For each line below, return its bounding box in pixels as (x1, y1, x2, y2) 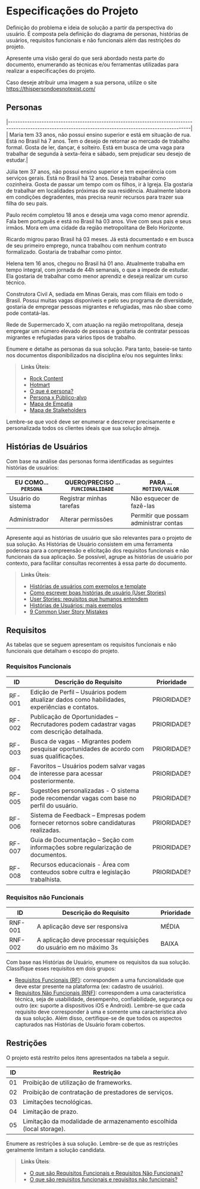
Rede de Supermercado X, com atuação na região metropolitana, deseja (6, 321, 183, 328)
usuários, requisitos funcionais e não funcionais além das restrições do (6, 36, 181, 44)
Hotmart (29, 381, 51, 388)
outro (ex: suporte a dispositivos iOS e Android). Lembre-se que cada (14, 1001, 186, 1009)
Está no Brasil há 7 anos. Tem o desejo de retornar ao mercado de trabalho (6, 137, 190, 145)
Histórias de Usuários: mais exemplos (29, 601, 122, 609)
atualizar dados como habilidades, (30, 695, 126, 703)
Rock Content (29, 374, 64, 382)
